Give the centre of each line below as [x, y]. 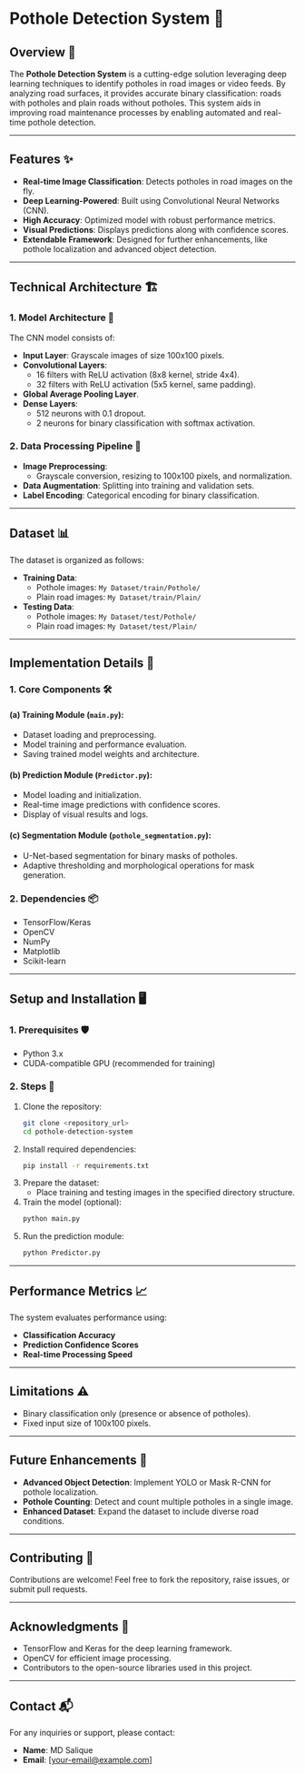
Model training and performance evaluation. [105, 744]
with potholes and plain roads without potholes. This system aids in [135, 103]
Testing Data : [48, 606]
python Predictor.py [61, 1253]
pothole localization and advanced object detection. [120, 248]
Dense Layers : [50, 403]
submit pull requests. [49, 1589]
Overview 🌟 [43, 52]
